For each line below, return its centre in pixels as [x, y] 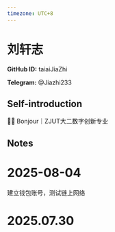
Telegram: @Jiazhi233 [39, 82]
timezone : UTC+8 [30, 13]
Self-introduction [45, 104]
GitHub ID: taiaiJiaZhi [37, 69]
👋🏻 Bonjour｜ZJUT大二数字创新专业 [57, 121]
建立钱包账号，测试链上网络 [46, 192]
